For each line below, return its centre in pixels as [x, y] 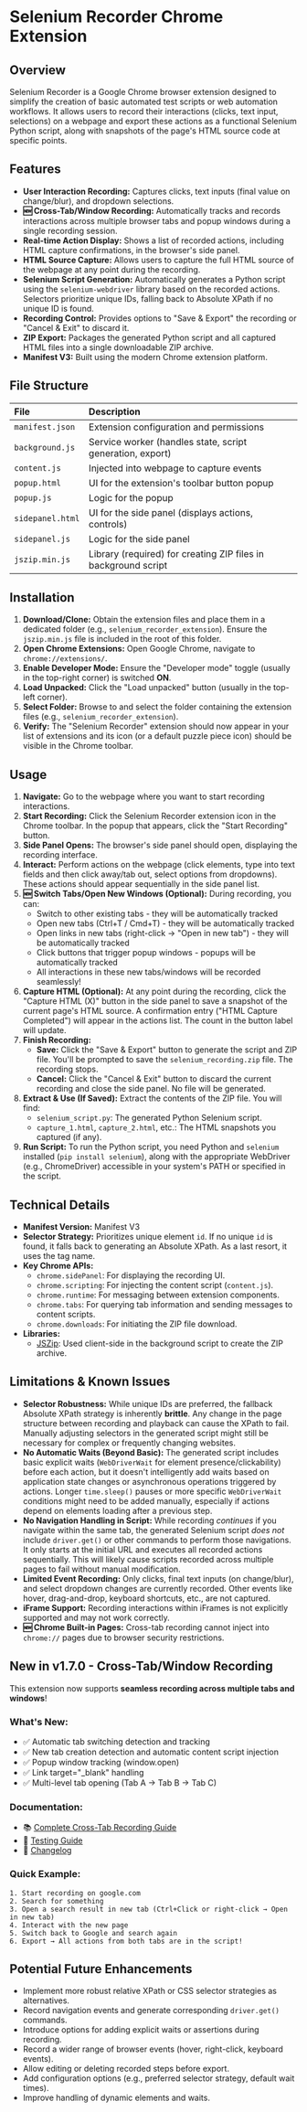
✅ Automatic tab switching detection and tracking [116, 1741]
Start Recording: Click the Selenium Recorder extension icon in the [149, 816]
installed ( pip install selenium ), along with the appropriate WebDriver [156, 1157]
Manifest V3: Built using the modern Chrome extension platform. [145, 357]
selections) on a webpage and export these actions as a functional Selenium [153, 121]
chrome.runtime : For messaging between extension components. [158, 1295]
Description [115, 411]
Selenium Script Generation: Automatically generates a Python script [154, 279]
